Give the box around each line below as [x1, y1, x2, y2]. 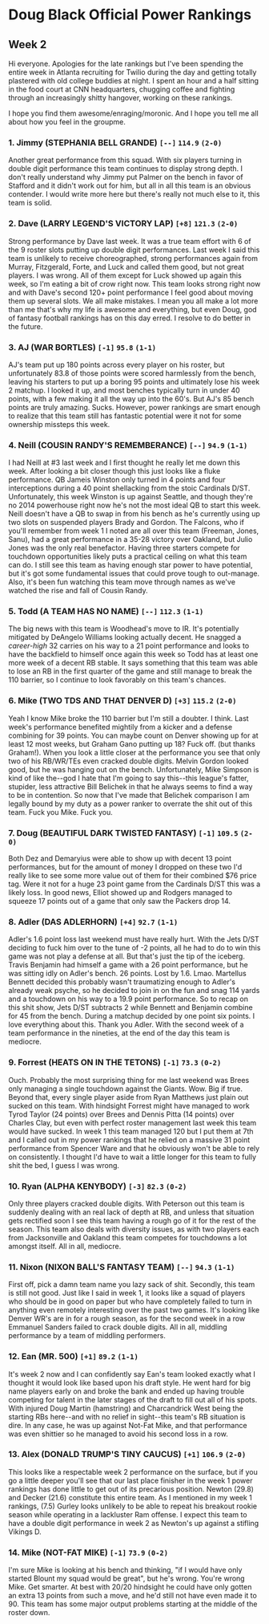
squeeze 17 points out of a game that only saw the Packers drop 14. [8, 897, 231, 906]
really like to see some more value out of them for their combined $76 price [8, 871, 258, 881]
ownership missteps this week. [8, 419, 110, 429]
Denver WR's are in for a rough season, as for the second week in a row [8, 1314, 246, 1324]
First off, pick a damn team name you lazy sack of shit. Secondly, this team [8, 1280, 255, 1289]
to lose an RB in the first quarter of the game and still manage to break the [8, 666, 252, 676]
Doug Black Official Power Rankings [8, 6, 252, 24]
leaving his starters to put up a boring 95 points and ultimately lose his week [8, 376, 260, 386]
